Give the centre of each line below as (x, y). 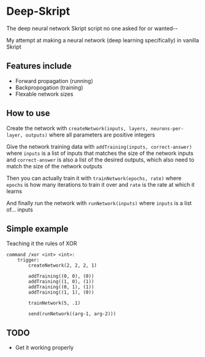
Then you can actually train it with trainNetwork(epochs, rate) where (94, 178)
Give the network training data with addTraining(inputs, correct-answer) (99, 146)
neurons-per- (167, 128)
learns (14, 191)
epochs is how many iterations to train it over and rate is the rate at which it (100, 184)
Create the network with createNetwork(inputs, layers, (77, 128)
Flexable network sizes (44, 94)
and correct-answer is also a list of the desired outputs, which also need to (100, 159)
